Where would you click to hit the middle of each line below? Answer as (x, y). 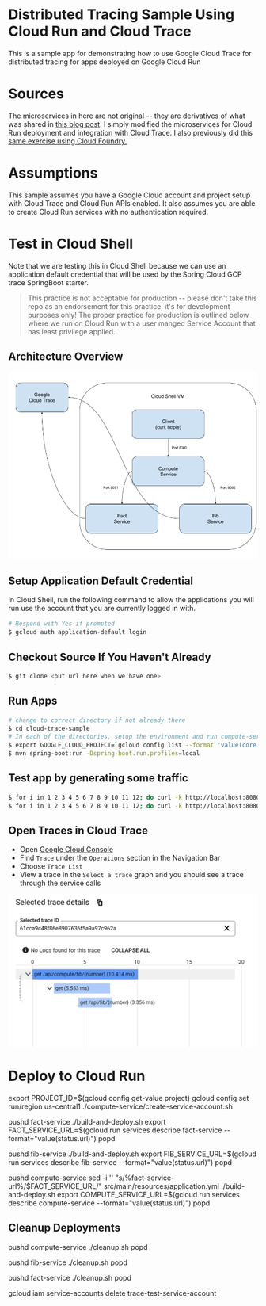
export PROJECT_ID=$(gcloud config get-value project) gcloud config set (129, 1098)
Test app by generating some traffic (98, 778)
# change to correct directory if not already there (97, 720)
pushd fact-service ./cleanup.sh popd (70, 1277)
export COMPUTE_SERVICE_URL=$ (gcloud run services (148, 1194)
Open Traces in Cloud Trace (78, 830)
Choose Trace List (51, 866)
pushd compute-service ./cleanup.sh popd (78, 1247)
